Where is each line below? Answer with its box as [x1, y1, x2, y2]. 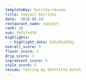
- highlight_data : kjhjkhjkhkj [9, 40, 75, 45]
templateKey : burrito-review [5, 7, 66, 12]
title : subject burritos [5, 12, 57, 17]
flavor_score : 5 [5, 49, 39, 54]
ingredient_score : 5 [5, 58, 48, 63]
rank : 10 [5, 26, 23, 31]
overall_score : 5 [5, 44, 41, 49]
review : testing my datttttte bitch [5, 68, 81, 73]
